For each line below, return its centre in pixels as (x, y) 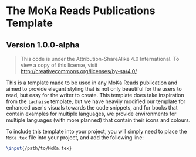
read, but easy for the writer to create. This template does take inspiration (95, 95)
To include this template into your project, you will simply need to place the (97, 131)
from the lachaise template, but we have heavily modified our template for (96, 101)
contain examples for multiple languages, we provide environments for (91, 114)
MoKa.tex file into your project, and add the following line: (75, 138)
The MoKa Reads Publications (81, 11)
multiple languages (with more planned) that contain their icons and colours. (98, 120)
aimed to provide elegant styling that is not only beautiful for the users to (94, 89)
